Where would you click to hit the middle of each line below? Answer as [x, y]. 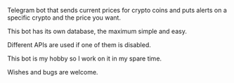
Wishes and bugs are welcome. [53, 72]
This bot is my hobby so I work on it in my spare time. [85, 58]
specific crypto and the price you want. [64, 18]
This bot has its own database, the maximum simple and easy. [97, 31]
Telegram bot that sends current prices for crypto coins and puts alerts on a [117, 10]
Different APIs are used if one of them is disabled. [79, 45]
